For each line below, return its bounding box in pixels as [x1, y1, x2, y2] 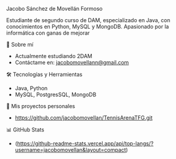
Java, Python [14, 85, 48, 91]
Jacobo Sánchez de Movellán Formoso [6, 5, 103, 12]
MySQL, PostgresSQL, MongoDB [14, 91, 97, 98]
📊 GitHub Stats [6, 126, 44, 133]
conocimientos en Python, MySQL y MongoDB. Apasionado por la [6, 23, 169, 30]
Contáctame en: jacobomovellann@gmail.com [14, 59, 129, 66]
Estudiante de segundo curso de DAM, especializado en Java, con [6, 17, 171, 23]
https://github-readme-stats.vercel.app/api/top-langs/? [17, 140, 154, 147]
